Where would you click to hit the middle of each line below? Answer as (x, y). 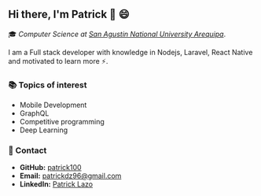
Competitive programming (62, 122)
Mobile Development (53, 105)
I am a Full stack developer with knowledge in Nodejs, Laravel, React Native (130, 52)
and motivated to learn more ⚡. (58, 61)
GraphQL (34, 113)
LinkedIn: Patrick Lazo (56, 184)
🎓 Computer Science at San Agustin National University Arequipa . (117, 34)
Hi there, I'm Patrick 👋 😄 (69, 15)
